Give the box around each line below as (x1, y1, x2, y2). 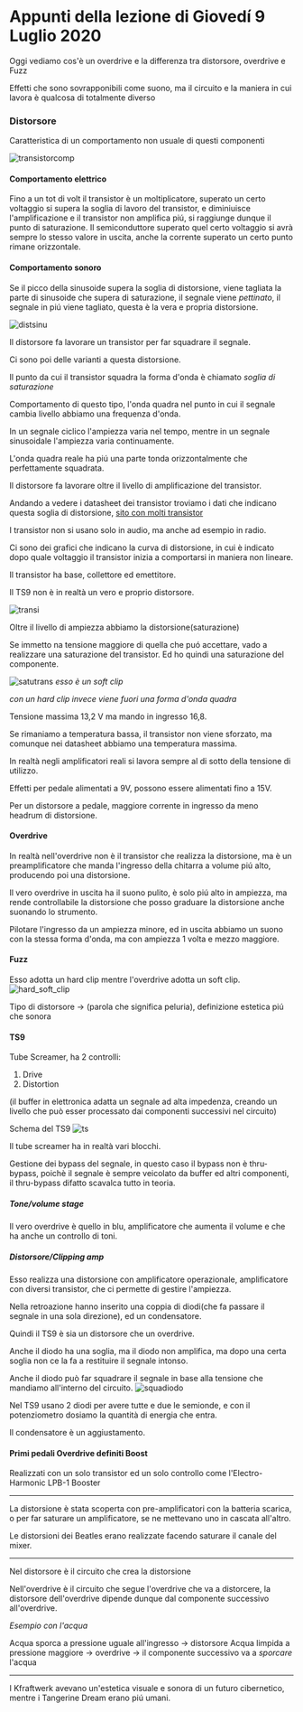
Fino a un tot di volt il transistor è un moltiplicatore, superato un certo (9, 193, 266, 204)
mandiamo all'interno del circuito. (9, 1382, 133, 1393)
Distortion (22, 1079, 60, 1090)
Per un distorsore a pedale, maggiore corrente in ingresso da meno (9, 800, 259, 810)
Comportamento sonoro (9, 262, 102, 273)
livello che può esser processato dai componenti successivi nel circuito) (9, 1106, 277, 1117)
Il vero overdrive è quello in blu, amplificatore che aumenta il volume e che (9, 1221, 286, 1232)
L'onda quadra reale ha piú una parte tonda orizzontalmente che (9, 453, 248, 463)
